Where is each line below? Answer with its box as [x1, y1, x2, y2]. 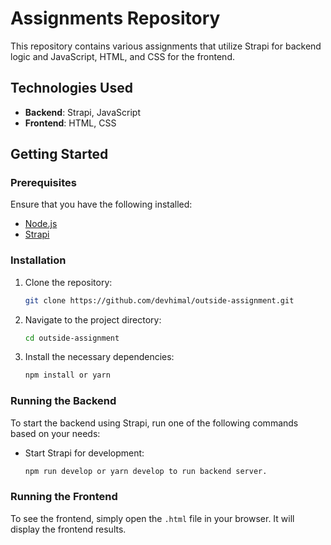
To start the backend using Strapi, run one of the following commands [10, 417, 299, 429]
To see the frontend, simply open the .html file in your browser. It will [10, 512, 295, 524]
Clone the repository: [24, 276, 113, 288]
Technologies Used [10, 80, 133, 97]
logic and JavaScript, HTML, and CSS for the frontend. [10, 50, 235, 62]
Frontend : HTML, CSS [24, 117, 117, 129]
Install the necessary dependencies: [24, 351, 175, 363]
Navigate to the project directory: [24, 313, 162, 326]
